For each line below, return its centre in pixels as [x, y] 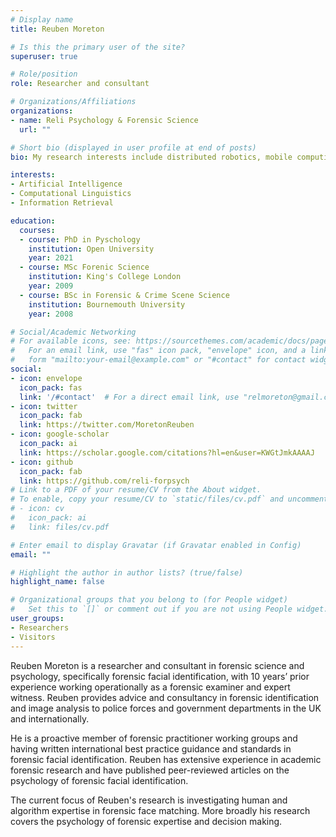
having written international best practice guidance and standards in [151, 748]
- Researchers [40, 627]
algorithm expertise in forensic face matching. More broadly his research [160, 810]
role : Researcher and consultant [80, 84]
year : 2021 [51, 258]
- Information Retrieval [62, 203]
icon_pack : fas [51, 387]
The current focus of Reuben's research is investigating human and [149, 800]
